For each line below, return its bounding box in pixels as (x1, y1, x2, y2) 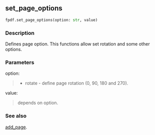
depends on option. (17, 100, 58, 106)
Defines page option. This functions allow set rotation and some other (5, 40, 150, 47)
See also (5, 112, 27, 119)
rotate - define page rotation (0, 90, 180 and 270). (25, 80, 128, 86)
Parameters (5, 59, 34, 66)
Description (5, 29, 35, 36)
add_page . (5, 124, 28, 130)
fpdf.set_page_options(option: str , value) (5, 17, 98, 22)
